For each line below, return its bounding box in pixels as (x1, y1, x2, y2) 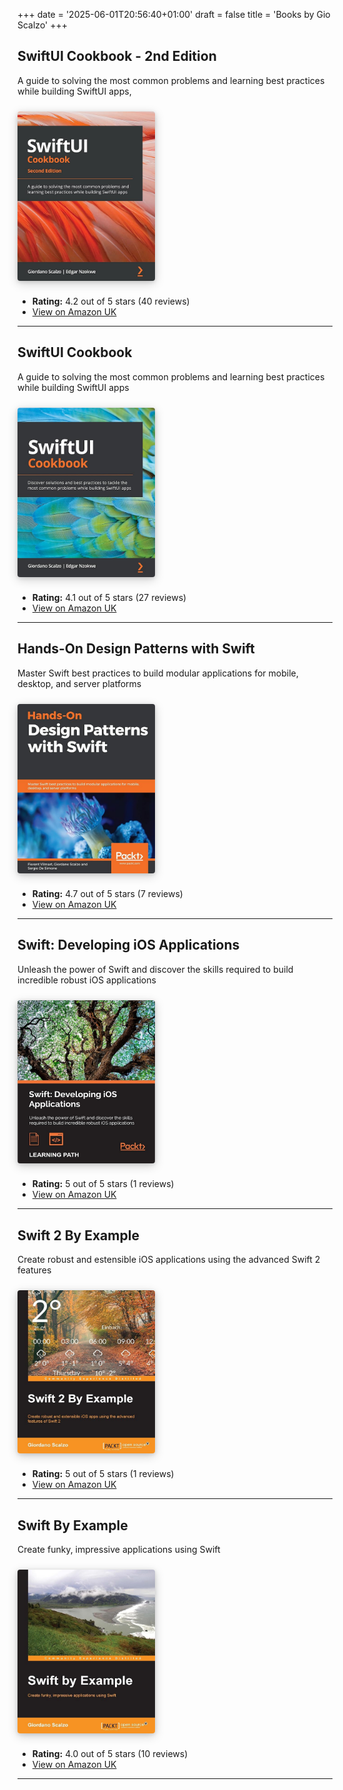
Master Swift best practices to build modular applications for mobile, (17, 667, 299, 679)
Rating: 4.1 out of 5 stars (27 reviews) (31, 592, 187, 604)
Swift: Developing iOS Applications (17, 937, 240, 954)
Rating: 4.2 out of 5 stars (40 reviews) (31, 295, 190, 308)
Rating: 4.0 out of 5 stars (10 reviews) (31, 1747, 189, 1759)
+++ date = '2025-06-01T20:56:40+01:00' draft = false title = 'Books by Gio (17, 9, 331, 20)
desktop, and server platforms (17, 677, 142, 689)
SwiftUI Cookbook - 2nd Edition (17, 48, 217, 65)
